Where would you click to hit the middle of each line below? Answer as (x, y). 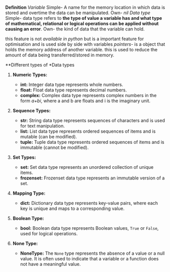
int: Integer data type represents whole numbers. (72, 84)
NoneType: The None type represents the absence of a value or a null (92, 253)
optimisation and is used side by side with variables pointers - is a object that (85, 44)
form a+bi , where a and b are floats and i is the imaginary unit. (85, 101)
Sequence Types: (31, 111)
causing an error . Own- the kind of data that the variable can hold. (75, 29)
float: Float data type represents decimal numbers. (73, 90)
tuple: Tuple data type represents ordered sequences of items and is (92, 142)
